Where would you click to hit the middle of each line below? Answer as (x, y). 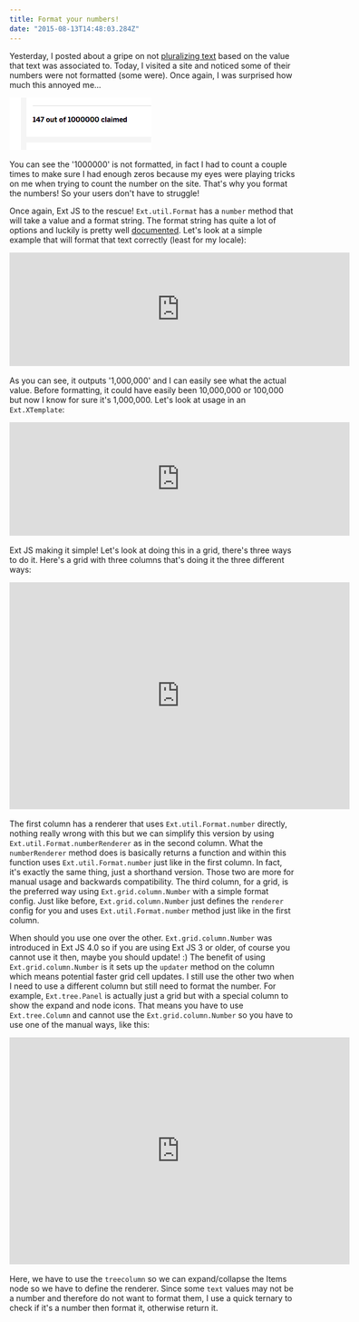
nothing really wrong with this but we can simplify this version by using (142, 833)
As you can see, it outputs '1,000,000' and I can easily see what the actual (148, 380)
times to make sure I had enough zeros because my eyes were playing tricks (152, 173)
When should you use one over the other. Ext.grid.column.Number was (141, 937)
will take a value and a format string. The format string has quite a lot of (143, 220)
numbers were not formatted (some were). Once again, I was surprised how (151, 75)
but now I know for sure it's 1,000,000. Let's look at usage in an (128, 400)
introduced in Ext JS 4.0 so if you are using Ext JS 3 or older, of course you (150, 947)
